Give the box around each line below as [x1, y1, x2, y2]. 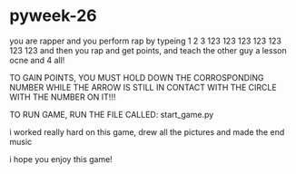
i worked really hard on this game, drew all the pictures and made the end [9, 126, 285, 137]
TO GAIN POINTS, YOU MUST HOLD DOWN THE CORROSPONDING [9, 72, 264, 82]
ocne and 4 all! [9, 54, 65, 65]
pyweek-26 [9, 5, 97, 26]
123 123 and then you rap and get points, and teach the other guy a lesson [9, 44, 288, 55]
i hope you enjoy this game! [9, 153, 113, 164]
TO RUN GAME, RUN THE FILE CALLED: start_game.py [9, 109, 214, 120]
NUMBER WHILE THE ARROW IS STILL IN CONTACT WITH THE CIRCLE [9, 82, 277, 92]
